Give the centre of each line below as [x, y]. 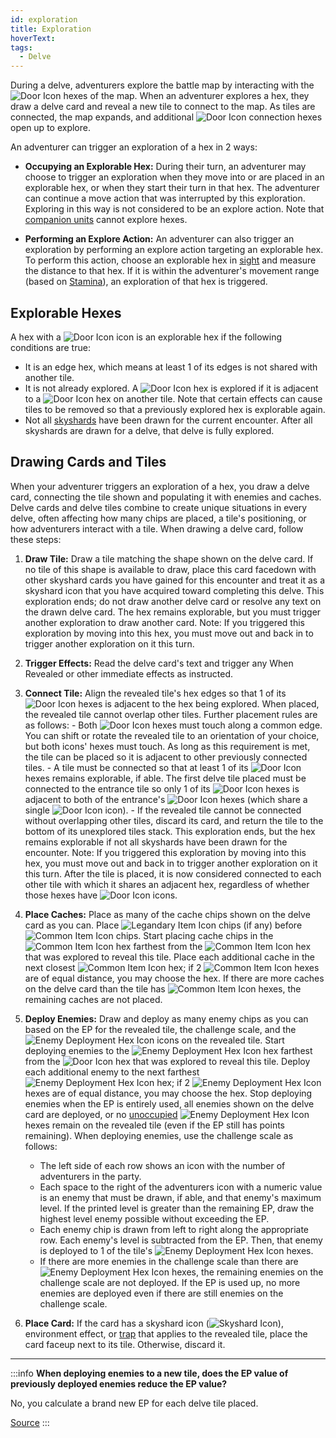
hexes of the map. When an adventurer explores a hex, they [186, 96]
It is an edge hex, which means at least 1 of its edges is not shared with [171, 367]
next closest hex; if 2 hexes [172, 967]
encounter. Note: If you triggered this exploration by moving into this [165, 852]
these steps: [36, 539]
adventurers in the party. [90, 1176]
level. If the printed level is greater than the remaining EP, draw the [177, 1208]
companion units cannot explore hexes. [106, 220]
